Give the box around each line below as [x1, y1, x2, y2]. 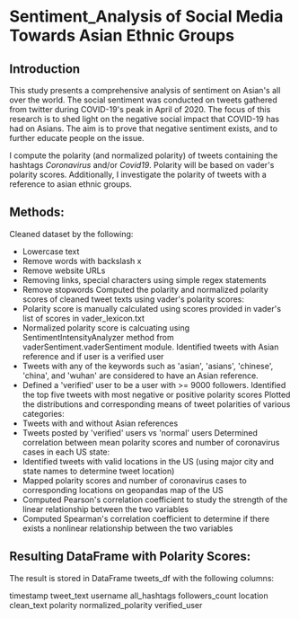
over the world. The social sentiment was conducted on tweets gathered [9, 94, 278, 105]
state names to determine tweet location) [22, 465, 175, 476]
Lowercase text [22, 245, 80, 257]
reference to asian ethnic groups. [9, 179, 133, 190]
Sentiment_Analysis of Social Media [9, 6, 284, 27]
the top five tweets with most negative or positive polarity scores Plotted [22, 389, 291, 400]
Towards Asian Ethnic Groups [9, 25, 235, 46]
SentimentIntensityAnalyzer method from [22, 332, 175, 342]
